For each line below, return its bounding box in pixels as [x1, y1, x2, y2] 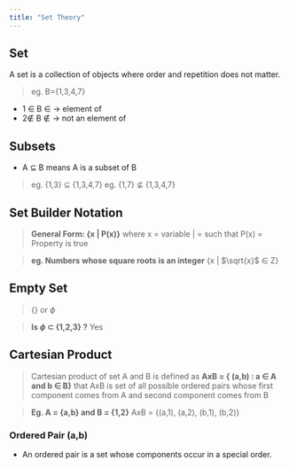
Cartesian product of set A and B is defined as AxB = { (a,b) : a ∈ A [30, 370, 277, 381]
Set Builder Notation [9, 205, 123, 220]
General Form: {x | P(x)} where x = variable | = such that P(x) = [30, 229, 263, 239]
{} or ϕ [30, 304, 56, 315]
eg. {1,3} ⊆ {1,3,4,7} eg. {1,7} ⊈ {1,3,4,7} [30, 179, 176, 191]
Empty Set [9, 281, 68, 296]
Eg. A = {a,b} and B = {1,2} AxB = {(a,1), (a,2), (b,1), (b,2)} [30, 407, 240, 417]
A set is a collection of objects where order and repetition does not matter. [9, 69, 281, 80]
